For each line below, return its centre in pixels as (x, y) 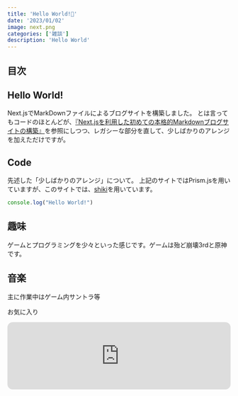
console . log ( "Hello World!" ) (50, 203)
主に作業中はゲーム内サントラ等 (54, 296)
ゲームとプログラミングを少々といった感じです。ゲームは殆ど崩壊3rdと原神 (118, 244)
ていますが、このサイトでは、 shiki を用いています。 (82, 189)
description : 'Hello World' (49, 40)
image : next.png (31, 27)
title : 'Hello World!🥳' (42, 14)
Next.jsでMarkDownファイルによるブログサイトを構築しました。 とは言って (118, 113)
